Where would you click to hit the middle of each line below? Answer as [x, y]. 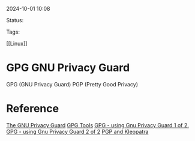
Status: [15, 20]
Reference [32, 109]
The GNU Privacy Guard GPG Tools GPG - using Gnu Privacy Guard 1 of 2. [97, 125]
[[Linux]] [17, 43]
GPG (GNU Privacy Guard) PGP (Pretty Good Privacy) [72, 84]
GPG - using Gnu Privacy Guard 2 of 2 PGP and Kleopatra [77, 131]
